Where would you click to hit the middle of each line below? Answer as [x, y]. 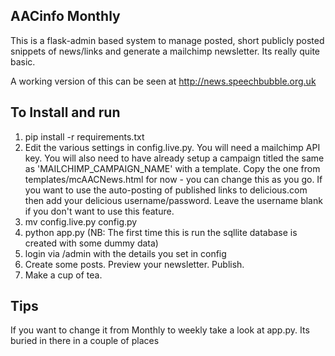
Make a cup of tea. [63, 275]
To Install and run [65, 112]
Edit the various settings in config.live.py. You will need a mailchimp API [172, 147]
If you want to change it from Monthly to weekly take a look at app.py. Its [160, 330]
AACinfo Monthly [65, 16]
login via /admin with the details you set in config [125, 253]
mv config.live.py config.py [81, 221]
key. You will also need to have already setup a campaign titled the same [174, 158]
